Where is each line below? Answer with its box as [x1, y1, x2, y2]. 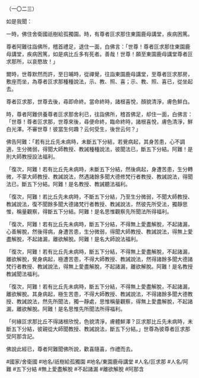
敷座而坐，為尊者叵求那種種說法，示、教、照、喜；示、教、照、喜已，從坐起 [6, 78, 193, 85]
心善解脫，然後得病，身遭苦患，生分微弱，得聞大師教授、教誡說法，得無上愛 [6, 228, 193, 235]
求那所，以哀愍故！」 [6, 58, 58, 65]
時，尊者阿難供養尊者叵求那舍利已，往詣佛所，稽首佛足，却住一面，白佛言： [6, 111, 193, 118]
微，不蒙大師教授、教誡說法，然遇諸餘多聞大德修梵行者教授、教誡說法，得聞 [6, 173, 193, 180]
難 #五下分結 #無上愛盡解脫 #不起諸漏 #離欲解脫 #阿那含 [6, 366, 145, 373]
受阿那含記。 [6, 333, 37, 340]
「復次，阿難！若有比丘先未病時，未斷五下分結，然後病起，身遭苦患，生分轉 [6, 166, 193, 172]
